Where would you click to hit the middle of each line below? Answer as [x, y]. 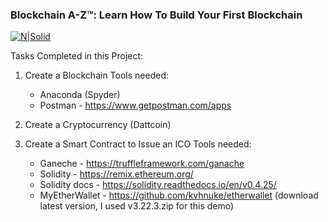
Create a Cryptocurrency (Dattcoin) [98, 125]
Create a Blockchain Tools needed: [96, 75]
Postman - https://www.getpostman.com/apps [135, 105]
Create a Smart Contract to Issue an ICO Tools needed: [138, 144]
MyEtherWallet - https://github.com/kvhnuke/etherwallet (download [179, 195]
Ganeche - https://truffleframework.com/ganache [142, 164]
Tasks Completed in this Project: [77, 56]
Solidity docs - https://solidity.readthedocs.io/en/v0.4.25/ [158, 185]
